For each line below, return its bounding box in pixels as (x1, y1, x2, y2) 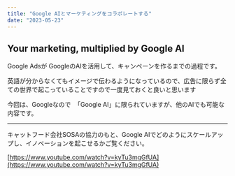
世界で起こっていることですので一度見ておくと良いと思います (19, 85, 197, 94)
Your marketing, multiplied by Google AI (7, 43, 185, 54)
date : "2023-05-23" (7, 17, 64, 24)
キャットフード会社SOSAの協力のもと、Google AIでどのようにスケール (7, 131, 212, 139)
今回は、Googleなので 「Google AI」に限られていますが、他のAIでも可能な (7, 101, 225, 109)
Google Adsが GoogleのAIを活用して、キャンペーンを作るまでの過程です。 (7, 62, 222, 71)
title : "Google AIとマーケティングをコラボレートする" (7, 10, 152, 17)
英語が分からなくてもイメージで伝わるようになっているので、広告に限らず (7, 77, 221, 85)
